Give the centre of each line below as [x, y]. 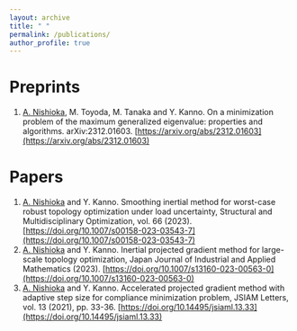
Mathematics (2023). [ [64, 269]
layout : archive [40, 18]
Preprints [45, 87]
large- [273, 250]
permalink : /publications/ [60, 34]
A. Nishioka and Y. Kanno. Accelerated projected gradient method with [153, 288]
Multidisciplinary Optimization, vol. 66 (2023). [107, 221]
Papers [36, 177]
